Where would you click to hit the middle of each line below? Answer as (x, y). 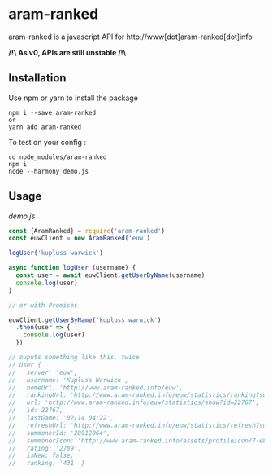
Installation (37, 78)
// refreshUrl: (38, 425)
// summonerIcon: (41, 441)
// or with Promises (43, 305)
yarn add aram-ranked (45, 127)
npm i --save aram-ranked (52, 112)
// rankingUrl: (38, 395)
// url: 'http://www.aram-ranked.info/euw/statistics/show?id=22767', (134, 403)
